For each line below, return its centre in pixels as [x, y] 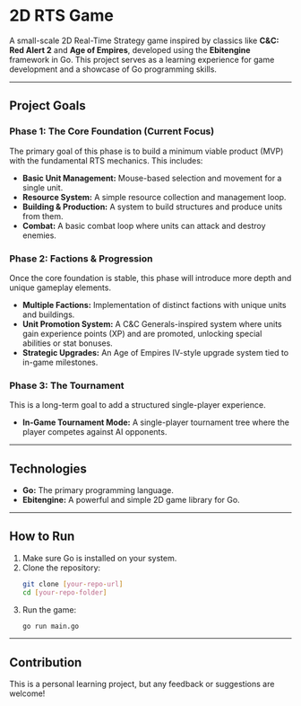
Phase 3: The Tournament [67, 385]
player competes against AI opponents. [95, 432]
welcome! [27, 693]
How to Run [42, 537]
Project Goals [48, 106]
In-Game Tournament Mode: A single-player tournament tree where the [155, 422]
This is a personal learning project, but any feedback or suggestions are [142, 684]
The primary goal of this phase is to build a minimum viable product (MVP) [146, 151]
